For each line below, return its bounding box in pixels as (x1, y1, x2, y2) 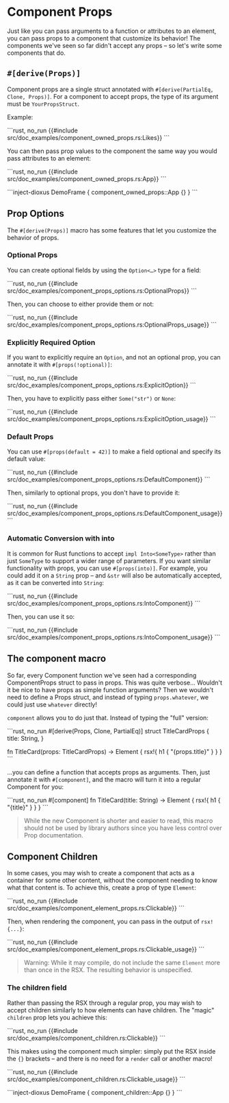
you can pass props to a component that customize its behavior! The (7, 34, 201, 42)
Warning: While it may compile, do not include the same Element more (23, 958, 221, 967)
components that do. (7, 49, 66, 57)
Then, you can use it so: (7, 612, 75, 621)
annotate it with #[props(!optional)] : (7, 361, 113, 369)
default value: (7, 455, 46, 463)
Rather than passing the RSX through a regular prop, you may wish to (7, 999, 202, 1007)
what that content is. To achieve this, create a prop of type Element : (7, 883, 197, 892)
